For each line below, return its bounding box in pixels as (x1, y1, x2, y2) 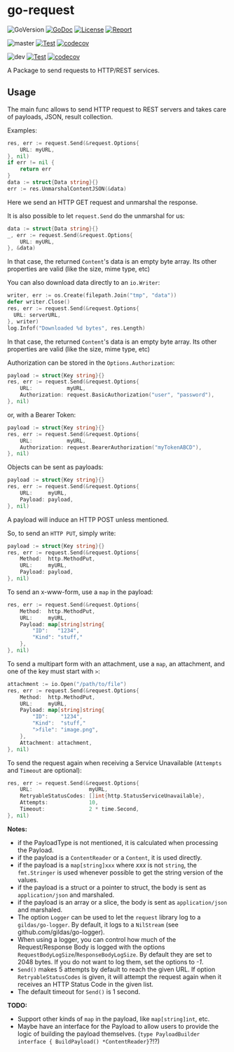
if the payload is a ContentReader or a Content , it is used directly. (17, 853, 202, 861)
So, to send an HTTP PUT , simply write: (7, 529, 116, 537)
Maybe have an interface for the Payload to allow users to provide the (17, 1022, 219, 1030)
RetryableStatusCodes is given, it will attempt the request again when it (17, 972, 222, 980)
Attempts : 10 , (20, 799, 99, 807)
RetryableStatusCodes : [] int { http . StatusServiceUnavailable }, (20, 793, 205, 800)
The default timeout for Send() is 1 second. (17, 987, 141, 996)
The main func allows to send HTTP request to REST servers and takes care (7, 104, 226, 114)
